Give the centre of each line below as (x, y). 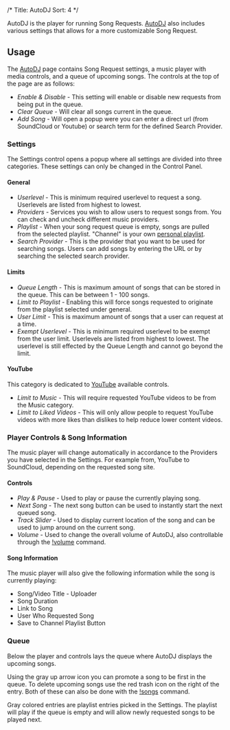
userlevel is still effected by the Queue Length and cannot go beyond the (120, 346)
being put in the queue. (50, 104)
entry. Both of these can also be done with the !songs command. (99, 691)
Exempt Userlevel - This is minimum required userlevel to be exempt (114, 331)
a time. (27, 324)
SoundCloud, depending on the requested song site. (81, 467)
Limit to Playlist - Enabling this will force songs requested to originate (115, 302)
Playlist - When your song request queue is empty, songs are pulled (113, 227)
